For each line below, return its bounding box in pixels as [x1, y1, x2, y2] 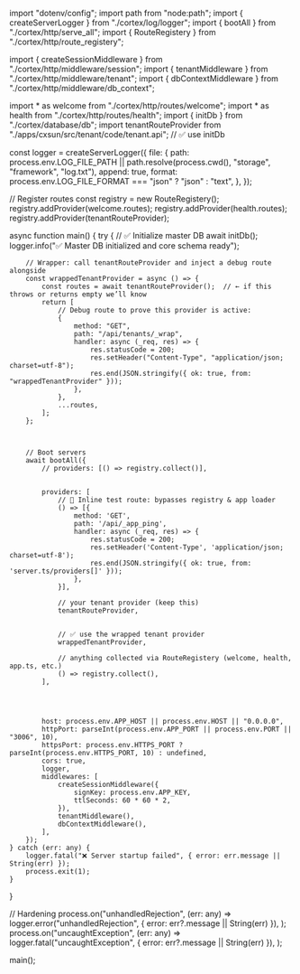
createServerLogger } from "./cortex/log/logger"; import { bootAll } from [9, 17, 277, 28]
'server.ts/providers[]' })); [9, 567, 123, 576]
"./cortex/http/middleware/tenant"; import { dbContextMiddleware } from [9, 73, 279, 84]
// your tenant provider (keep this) [57, 598, 200, 607]
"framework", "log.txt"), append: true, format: [9, 166, 178, 177]
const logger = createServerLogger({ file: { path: [9, 147, 190, 157]
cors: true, [41, 756, 87, 765]
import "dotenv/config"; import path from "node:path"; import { [9, 8, 243, 18]
